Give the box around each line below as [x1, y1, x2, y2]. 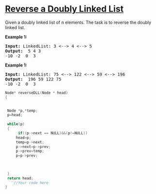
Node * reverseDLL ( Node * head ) [5, 90, 68, 95]
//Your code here [14, 180, 49, 185]
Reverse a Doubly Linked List [5, 3, 124, 15]
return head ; [7, 176, 34, 180]
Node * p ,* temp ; [7, 108, 38, 113]
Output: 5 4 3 [5, 48, 41, 54]
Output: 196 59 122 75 [5, 76, 62, 82]
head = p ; [16, 135, 31, 140]
